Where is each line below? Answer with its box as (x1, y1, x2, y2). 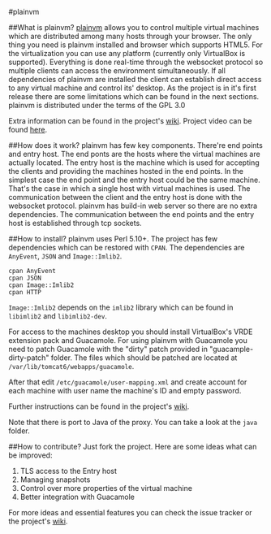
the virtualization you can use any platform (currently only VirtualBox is (8, 49, 246, 58)
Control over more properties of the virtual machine (19, 484, 193, 493)
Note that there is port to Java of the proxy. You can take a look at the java (8, 418, 258, 427)
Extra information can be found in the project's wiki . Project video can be (8, 116, 252, 125)
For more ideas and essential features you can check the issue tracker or (8, 508, 253, 517)
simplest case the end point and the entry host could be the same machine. (8, 175, 261, 185)
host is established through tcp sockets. (8, 219, 142, 228)
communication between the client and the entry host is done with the (8, 193, 243, 202)
